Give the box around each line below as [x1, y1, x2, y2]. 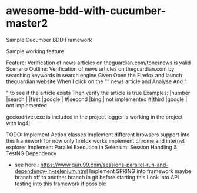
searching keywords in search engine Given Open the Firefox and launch [6, 71, 182, 78]
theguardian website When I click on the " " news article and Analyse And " [6, 78, 187, 85]
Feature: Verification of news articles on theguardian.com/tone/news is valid [6, 59, 191, 66]
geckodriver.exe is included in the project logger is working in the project [6, 113, 183, 120]
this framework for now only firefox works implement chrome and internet [6, 137, 185, 144]
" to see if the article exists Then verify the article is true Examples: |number [6, 89, 191, 96]
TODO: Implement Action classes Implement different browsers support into [6, 131, 190, 138]
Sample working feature [6, 47, 65, 54]
